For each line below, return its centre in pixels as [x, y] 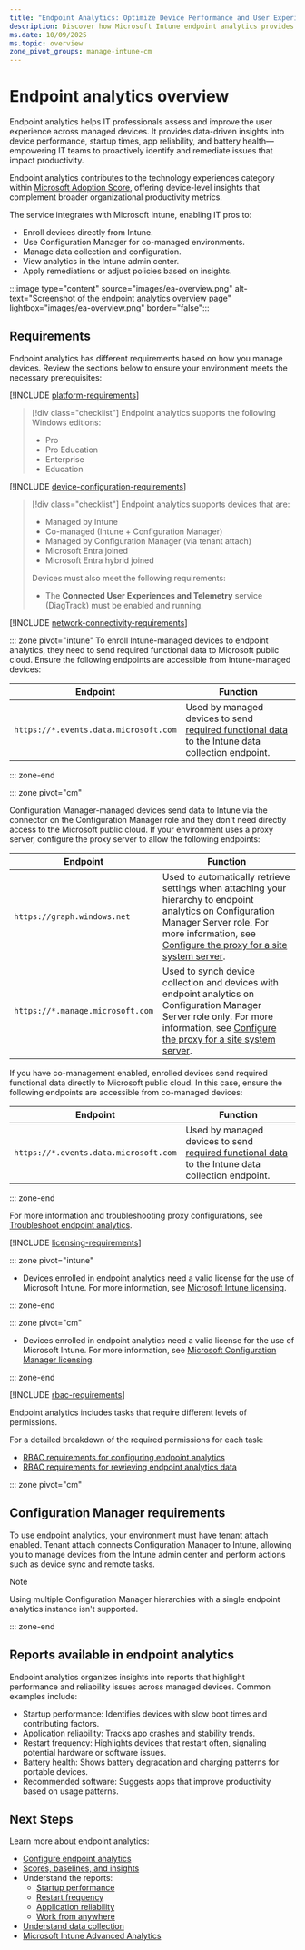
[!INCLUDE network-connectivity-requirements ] [98, 622]
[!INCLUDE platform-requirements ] [74, 395]
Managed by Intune [81, 521]
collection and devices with [221, 982]
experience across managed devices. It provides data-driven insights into [147, 132]
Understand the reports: [68, 1878]
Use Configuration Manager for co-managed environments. [133, 243]
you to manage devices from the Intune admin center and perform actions [148, 1554]
